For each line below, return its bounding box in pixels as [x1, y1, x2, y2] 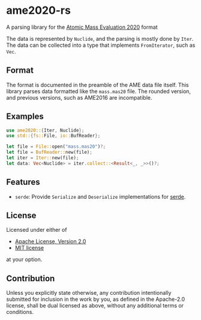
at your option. [6, 256, 43, 263]
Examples [6, 112, 44, 122]
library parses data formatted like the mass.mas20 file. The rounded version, [6, 88, 191, 95]
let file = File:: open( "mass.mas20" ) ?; [6, 143, 106, 150]
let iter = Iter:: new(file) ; [6, 155, 79, 161]
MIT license [14, 244, 44, 252]
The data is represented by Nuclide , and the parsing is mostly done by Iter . [6, 35, 194, 42]
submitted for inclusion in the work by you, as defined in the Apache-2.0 [6, 295, 185, 303]
